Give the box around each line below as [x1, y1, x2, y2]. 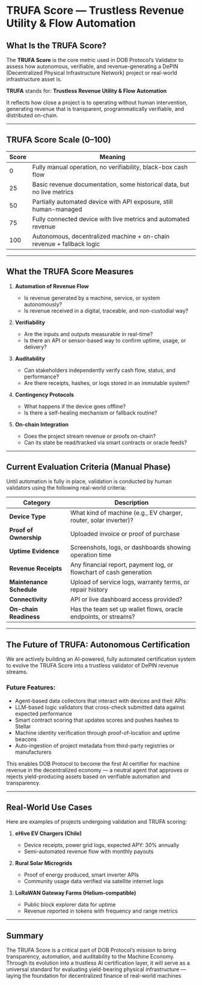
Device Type [9, 513, 46, 521]
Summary [6, 930, 44, 940]
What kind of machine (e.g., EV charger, [70, 508, 183, 517]
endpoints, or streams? [70, 613, 135, 621]
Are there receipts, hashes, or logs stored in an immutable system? [23, 379, 190, 386]
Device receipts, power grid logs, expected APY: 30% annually [23, 842, 179, 849]
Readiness [9, 613, 40, 621]
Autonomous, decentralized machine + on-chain [32, 232, 170, 240]
